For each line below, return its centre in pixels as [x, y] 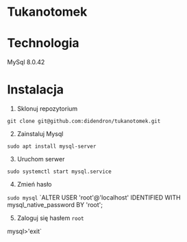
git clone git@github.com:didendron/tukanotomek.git [84, 121]
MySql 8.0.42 [26, 62]
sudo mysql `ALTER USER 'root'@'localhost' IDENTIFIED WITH [94, 198]
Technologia [43, 43]
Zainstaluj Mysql [40, 134]
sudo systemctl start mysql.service [59, 172]
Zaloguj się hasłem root [50, 218]
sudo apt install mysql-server [52, 147]
